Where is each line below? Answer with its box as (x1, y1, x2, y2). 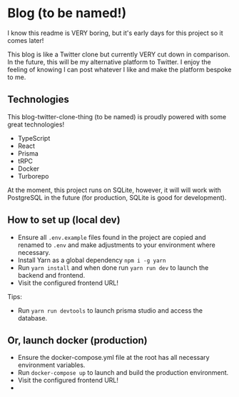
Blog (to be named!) (7, 5, 127, 21)
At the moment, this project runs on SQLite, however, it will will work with (7, 186, 221, 194)
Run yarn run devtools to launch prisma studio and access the (17, 306, 203, 315)
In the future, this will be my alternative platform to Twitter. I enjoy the (7, 57, 212, 66)
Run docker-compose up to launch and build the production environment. (17, 368, 229, 377)
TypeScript (17, 134, 51, 142)
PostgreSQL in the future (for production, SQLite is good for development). (7, 193, 227, 201)
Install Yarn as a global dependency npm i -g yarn (17, 256, 166, 264)
